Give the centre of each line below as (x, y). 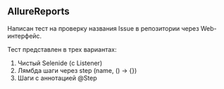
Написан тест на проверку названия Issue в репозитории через (103, 28)
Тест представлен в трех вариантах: (62, 49)
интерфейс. (25, 36)
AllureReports (39, 12)
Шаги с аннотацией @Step (57, 78)
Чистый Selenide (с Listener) (60, 63)
